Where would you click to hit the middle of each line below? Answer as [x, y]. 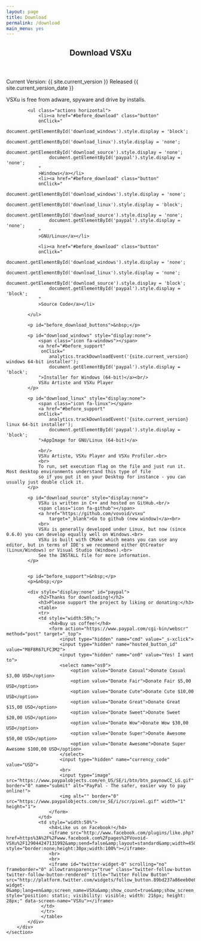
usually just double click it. [45, 482]
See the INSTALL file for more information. [95, 555]
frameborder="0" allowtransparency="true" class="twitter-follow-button [99, 869]
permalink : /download [33, 23]
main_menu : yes [25, 28]
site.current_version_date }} [40, 88]
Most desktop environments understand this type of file [79, 471]
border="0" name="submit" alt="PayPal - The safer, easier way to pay [96, 785]
